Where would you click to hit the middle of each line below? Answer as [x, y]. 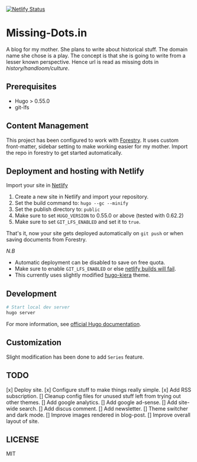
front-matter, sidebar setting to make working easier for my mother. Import [97, 146]
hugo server [21, 313]
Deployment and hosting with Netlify [75, 171]
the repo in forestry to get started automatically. [64, 152]
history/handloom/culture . [38, 68]
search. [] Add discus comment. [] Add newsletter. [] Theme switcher [104, 408]
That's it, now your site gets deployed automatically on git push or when [95, 233]
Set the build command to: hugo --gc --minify [71, 203]
